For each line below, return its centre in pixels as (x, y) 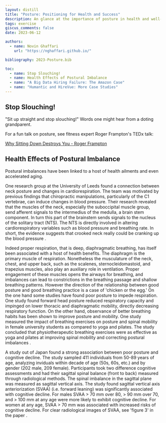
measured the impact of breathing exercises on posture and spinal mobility (82, 322)
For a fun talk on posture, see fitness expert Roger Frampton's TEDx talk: (79, 134)
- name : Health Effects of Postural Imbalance (58, 78)
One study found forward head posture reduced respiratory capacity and (80, 300)
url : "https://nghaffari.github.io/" (53, 51)
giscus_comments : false (30, 28)
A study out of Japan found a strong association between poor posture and (82, 352)
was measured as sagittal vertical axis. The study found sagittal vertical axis (83, 383)
